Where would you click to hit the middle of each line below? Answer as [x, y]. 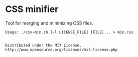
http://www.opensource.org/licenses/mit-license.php [61, 49]
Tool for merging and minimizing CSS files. [49, 23]
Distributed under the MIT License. [43, 45]
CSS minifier [32, 9]
